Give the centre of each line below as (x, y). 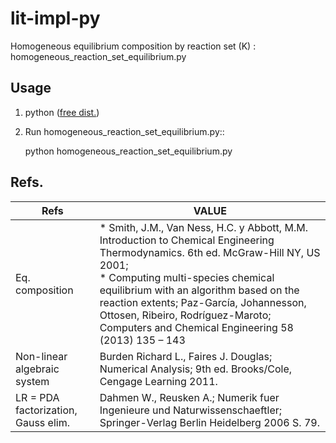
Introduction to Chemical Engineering (187, 240)
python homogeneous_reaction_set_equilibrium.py (128, 151)
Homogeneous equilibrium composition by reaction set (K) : (133, 46)
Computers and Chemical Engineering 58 (196, 327)
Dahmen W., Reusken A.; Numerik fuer (189, 397)
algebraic (37, 369)
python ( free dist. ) (62, 112)
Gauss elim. (42, 422)
